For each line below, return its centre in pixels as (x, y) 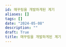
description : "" (21, 28)
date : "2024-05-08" (25, 23)
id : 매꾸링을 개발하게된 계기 (30, 10)
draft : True (17, 32)
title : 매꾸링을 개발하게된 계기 (33, 37)
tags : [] (14, 19)
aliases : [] (17, 14)
